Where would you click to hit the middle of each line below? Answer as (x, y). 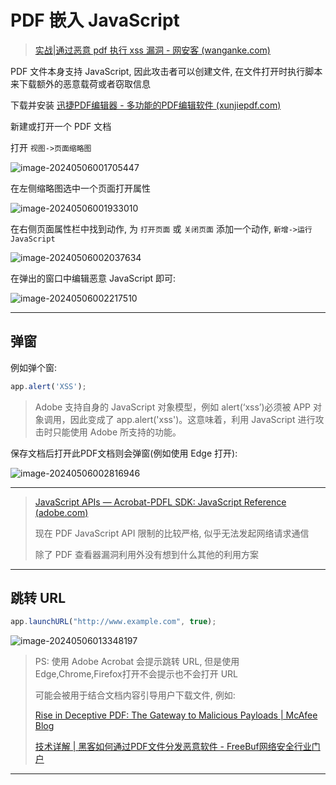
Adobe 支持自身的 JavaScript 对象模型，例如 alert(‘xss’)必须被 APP (173, 407)
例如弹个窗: (34, 367)
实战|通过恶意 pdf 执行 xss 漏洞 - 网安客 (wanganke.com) (152, 50)
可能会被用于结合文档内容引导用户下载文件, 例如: (135, 695)
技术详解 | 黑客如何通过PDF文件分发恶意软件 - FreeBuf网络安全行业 (173, 747)
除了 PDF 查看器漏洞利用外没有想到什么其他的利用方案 (146, 554)
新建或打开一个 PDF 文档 (61, 126)
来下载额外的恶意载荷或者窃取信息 (80, 83)
